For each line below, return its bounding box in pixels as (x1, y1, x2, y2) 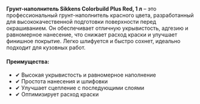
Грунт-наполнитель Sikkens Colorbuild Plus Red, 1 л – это (6, 5, 157, 12)
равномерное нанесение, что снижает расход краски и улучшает (6, 31, 178, 38)
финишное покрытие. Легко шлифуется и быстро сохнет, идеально (6, 38, 181, 44)
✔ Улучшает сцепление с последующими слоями (15, 85, 145, 92)
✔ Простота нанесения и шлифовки (15, 78, 108, 85)
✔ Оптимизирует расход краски (15, 91, 99, 98)
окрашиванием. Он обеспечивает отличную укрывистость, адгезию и (6, 24, 188, 32)
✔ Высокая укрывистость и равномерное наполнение (15, 71, 156, 78)
